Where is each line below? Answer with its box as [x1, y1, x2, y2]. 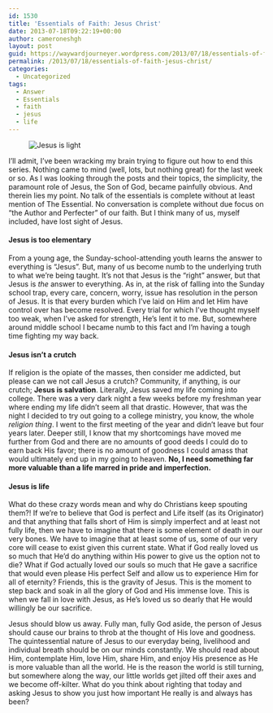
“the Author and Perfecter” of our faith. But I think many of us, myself [8, 208, 240, 217]
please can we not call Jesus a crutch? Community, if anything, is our [8, 376, 241, 387]
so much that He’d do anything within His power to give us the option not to [8, 551, 261, 562]
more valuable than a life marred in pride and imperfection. [8, 463, 211, 473]
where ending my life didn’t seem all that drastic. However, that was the [8, 402, 248, 412]
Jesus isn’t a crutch [8, 349, 77, 359]
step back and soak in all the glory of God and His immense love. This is [8, 586, 250, 596]
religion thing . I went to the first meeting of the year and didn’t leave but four [8, 420, 264, 430]
